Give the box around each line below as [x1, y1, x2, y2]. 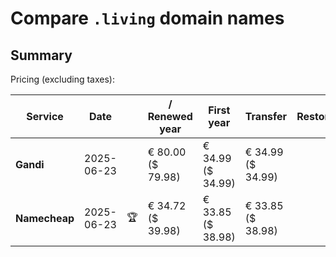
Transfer [244, 110, 288, 123]
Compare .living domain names [10, 7, 285, 30]
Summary [10, 47, 73, 64]
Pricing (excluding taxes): [10, 73, 116, 85]
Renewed [147, 110, 193, 123]
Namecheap [15, 212, 75, 225]
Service [26, 110, 64, 123]
